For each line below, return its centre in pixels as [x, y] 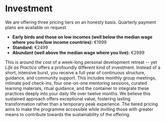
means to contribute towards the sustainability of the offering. [68, 114]
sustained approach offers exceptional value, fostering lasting [68, 98]
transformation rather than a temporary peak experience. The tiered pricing [82, 104]
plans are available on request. [36, 27]
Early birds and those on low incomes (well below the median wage [82, 37]
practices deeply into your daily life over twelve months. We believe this [78, 93]
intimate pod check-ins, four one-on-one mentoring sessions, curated [76, 83]
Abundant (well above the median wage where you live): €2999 [78, 53]
